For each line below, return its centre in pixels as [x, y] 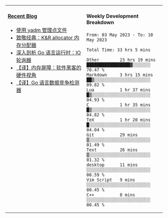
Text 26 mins [112, 150]
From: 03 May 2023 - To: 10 [120, 35]
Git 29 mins [112, 135]
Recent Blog [22, 16]
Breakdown [100, 22]
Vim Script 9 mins [111, 180]
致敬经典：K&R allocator [45, 37]
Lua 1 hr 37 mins [119, 90]
